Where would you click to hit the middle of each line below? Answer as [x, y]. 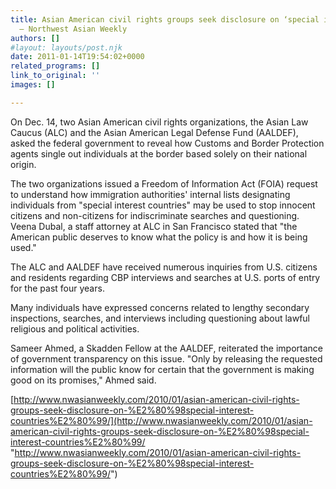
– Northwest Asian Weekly [73, 29]
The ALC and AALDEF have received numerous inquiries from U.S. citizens [164, 267]
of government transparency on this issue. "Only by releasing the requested [166, 358]
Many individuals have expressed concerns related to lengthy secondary [160, 307]
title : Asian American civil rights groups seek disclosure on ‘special [165, 19]
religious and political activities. [75, 328]
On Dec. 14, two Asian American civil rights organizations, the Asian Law [159, 122]
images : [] [33, 85]
